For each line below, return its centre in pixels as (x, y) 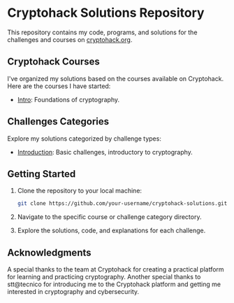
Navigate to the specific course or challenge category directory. (109, 217)
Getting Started (42, 174)
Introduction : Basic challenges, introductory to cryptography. (105, 152)
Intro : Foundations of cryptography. (68, 99)
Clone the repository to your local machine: (79, 191)
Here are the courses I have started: (59, 86)
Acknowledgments (50, 252)
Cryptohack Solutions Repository (106, 13)
